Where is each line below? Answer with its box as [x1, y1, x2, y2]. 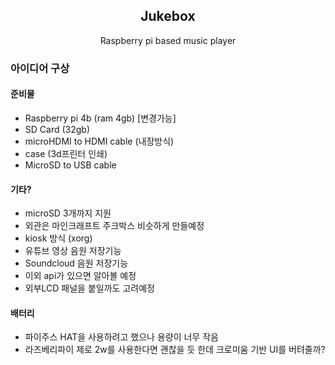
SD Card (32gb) [24, 123, 91, 135]
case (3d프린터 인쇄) [24, 147, 108, 159]
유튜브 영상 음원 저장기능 [24, 245, 122, 257]
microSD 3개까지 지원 [24, 207, 112, 219]
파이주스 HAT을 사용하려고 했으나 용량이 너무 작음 [24, 331, 219, 343]
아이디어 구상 [10, 61, 70, 75]
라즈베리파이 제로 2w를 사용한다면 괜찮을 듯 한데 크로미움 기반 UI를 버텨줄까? [24, 344, 326, 356]
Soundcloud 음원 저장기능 [24, 257, 129, 269]
